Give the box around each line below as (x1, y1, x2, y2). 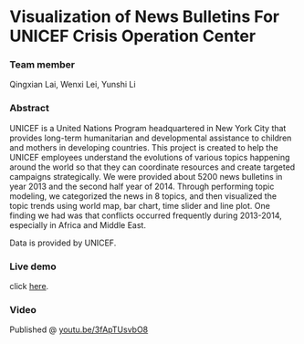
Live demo (9, 260, 57, 273)
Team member (9, 58, 76, 71)
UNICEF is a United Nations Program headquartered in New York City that (9, 122, 287, 133)
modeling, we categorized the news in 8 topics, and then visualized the (9, 190, 277, 202)
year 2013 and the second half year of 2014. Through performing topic (9, 181, 275, 192)
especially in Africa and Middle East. (9, 219, 146, 230)
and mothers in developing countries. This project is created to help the (9, 141, 278, 152)
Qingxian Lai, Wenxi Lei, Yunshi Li (9, 79, 136, 90)
